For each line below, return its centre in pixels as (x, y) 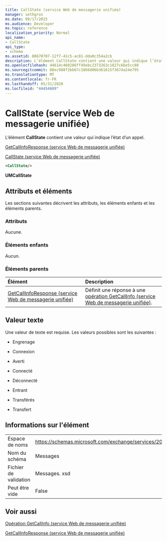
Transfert (22, 409)
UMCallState (19, 175)
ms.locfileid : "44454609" (32, 88)
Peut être (18, 488)
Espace (16, 438)
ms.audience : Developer (30, 24)
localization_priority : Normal (38, 33)
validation (19, 480)
